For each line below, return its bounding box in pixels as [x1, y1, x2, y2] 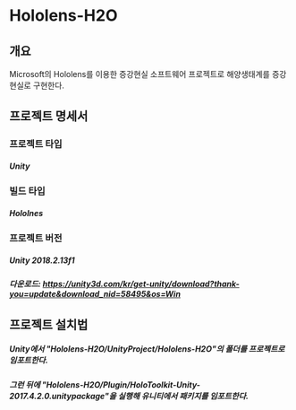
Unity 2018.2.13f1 [9, 255, 75, 266]
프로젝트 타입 [9, 138, 63, 151]
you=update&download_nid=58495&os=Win [9, 289, 182, 300]
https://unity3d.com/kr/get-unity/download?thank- [42, 279, 240, 290]
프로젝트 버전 [9, 232, 63, 245]
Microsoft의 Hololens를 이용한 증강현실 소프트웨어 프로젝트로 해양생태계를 [9, 69, 270, 79]
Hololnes [9, 207, 44, 218]
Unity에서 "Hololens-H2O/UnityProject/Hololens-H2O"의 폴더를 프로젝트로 [9, 344, 285, 354]
